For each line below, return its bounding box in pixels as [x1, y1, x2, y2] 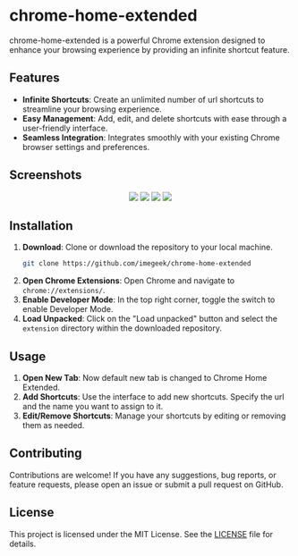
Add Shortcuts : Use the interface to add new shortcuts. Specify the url [21, 392, 285, 402]
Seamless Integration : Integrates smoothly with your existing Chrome [21, 131, 280, 143]
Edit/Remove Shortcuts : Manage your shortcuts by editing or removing [21, 410, 286, 421]
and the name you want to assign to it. [21, 401, 164, 412]
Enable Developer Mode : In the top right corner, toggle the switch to [21, 294, 276, 305]
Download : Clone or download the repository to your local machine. [21, 242, 273, 253]
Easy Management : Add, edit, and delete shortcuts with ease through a [21, 113, 287, 123]
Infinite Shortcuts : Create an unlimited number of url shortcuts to [21, 94, 264, 105]
